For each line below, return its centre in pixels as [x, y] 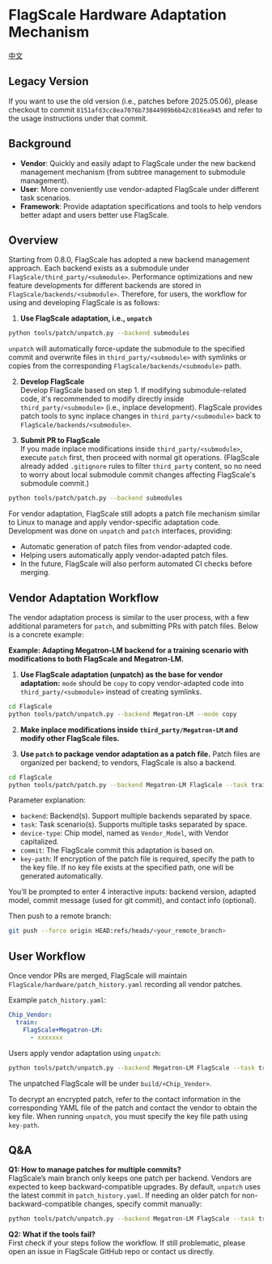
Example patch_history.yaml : [57, 1000]
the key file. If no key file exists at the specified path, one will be [127, 867]
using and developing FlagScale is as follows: [84, 303]
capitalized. [39, 842]
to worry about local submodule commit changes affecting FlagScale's [138, 475]
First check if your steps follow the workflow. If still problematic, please [127, 1243]
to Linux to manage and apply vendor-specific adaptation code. [115, 522]
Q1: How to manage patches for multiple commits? [95, 1170]
